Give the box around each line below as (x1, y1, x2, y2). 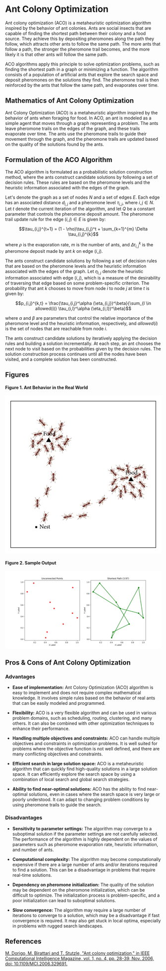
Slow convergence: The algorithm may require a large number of (12, 907, 146, 913)
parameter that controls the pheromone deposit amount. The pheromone (5, 211, 154, 217)
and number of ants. (12, 847, 54, 853)
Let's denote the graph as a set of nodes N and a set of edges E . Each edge (5, 194, 160, 200)
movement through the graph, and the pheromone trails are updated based (5, 136, 159, 142)
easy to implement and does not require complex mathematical (12, 690, 141, 696)
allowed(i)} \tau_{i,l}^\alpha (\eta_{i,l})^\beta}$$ (35, 305, 131, 311)
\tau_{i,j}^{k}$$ (67, 231, 99, 237)
